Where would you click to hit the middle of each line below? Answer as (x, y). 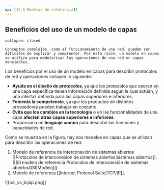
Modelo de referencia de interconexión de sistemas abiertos (73, 152)
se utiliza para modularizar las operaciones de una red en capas (74, 58)
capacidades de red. (33, 128)
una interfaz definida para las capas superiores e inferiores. (73, 97)
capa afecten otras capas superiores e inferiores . (64, 117)
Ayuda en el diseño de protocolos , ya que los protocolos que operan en (85, 86)
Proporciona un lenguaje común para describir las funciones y (76, 123)
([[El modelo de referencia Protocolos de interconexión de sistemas (80, 163)
